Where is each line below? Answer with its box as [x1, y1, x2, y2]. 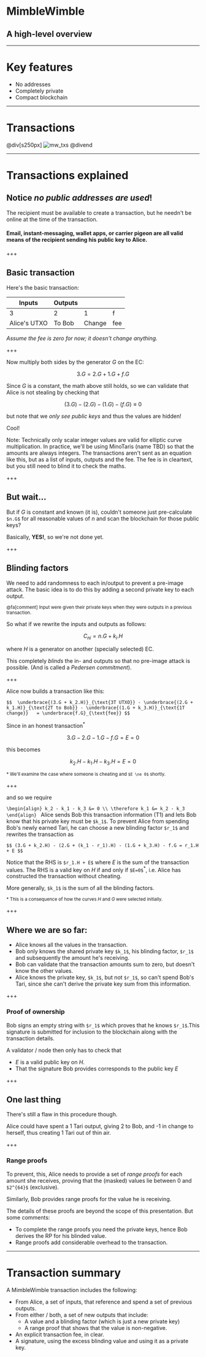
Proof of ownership [6, 1008, 66, 1016]
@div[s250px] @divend [6, 141, 93, 149]
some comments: [6, 1213, 50, 1221]
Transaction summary [6, 1266, 121, 1280]
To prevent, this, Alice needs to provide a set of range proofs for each [6, 1170, 183, 1178]
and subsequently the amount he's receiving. [15, 954, 130, 962]
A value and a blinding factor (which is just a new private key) [24, 1318, 180, 1325]
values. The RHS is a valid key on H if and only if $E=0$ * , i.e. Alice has [6, 865, 181, 873]
